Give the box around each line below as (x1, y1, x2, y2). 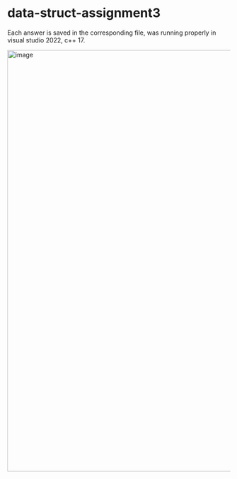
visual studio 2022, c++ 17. (7, 35, 86, 44)
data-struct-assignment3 (7, 5, 161, 21)
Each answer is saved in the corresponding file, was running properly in (7, 28, 216, 37)
